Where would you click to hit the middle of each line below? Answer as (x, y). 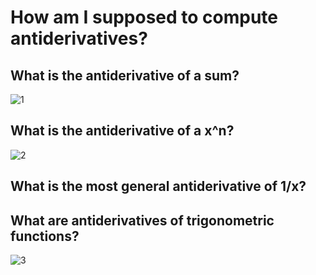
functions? (45, 236)
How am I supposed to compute (144, 17)
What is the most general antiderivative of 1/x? (158, 186)
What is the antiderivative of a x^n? (122, 131)
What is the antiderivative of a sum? (125, 75)
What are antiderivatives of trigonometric (142, 220)
